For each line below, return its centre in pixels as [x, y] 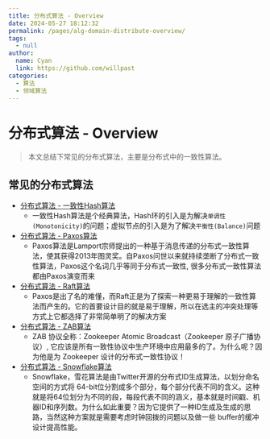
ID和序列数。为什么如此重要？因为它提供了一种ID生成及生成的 [141, 407]
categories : [28, 76]
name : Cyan [34, 61]
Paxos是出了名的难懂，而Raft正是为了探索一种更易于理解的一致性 [141, 296]
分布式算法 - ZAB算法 [55, 326]
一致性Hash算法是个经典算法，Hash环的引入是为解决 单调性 [129, 216]
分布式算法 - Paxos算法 [59, 236]
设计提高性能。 [57, 427]
